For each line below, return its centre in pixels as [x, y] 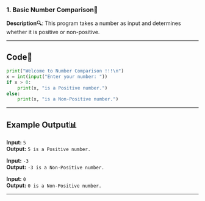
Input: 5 [16, 143]
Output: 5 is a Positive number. [49, 149]
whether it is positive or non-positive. [53, 32]
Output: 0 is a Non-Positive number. [54, 186]
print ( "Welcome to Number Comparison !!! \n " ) [65, 71]
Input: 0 [16, 179]
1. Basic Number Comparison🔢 [52, 10]
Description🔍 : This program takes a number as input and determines [94, 23]
